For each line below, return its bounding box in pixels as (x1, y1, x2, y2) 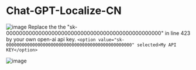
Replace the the (28, 23, 66, 30)
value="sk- (98, 37, 125, 43)
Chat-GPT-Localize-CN (6, 4, 122, 17)
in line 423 (164, 29, 191, 36)
